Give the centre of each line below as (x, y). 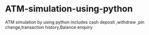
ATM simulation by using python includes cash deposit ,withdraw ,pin (75, 22)
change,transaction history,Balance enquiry (49, 27)
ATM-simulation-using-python (69, 9)
